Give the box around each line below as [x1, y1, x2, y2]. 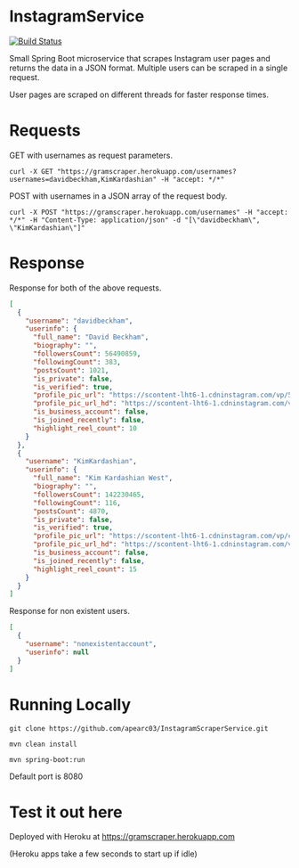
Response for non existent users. [9, 606, 131, 617]
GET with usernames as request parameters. [9, 150, 174, 160]
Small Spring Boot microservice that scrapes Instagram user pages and [9, 53, 271, 63]
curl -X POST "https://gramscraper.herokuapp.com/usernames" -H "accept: [9, 208, 289, 217]
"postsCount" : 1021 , [32, 365, 109, 375]
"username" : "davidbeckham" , [25, 316, 133, 325]
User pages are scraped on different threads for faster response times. [9, 89, 270, 100]
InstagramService [9, 6, 145, 27]
